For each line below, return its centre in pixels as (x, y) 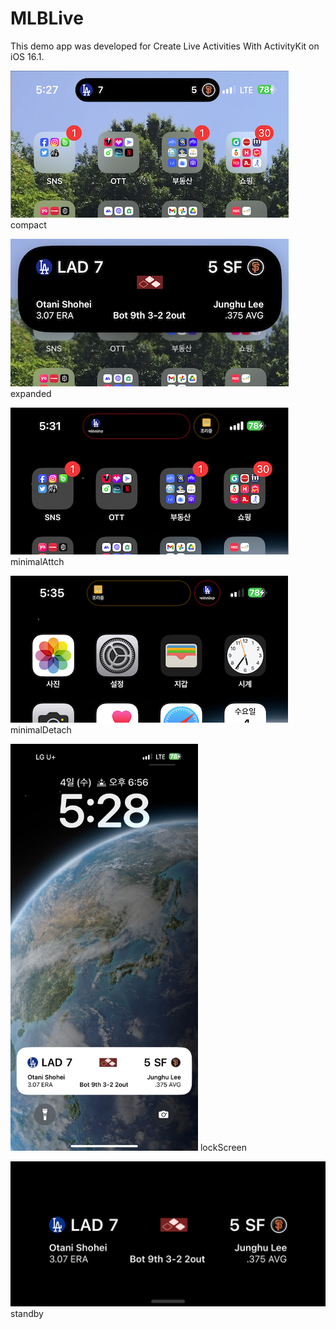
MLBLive (47, 18)
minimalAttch (37, 561)
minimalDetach (41, 729)
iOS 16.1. (27, 56)
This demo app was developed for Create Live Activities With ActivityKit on (165, 46)
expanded (31, 393)
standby (27, 1314)
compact (28, 224)
